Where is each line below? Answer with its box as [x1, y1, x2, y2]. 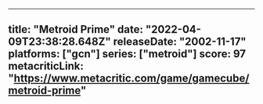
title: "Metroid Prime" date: [8, 23, 143, 36]
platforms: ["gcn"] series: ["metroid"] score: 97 [8, 48, 247, 61]
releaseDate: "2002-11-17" [113, 35, 247, 48]
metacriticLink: [8, 59, 84, 73]
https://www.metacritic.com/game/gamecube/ [13, 72, 250, 85]
